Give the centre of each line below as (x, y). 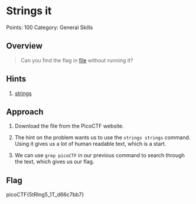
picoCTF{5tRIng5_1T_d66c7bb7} (45, 195)
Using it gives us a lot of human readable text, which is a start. (90, 144)
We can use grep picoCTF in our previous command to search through (99, 155)
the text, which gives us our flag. (54, 162)
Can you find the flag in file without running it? (77, 60)
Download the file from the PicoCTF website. (69, 126)
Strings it (29, 11)
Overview (24, 46)
